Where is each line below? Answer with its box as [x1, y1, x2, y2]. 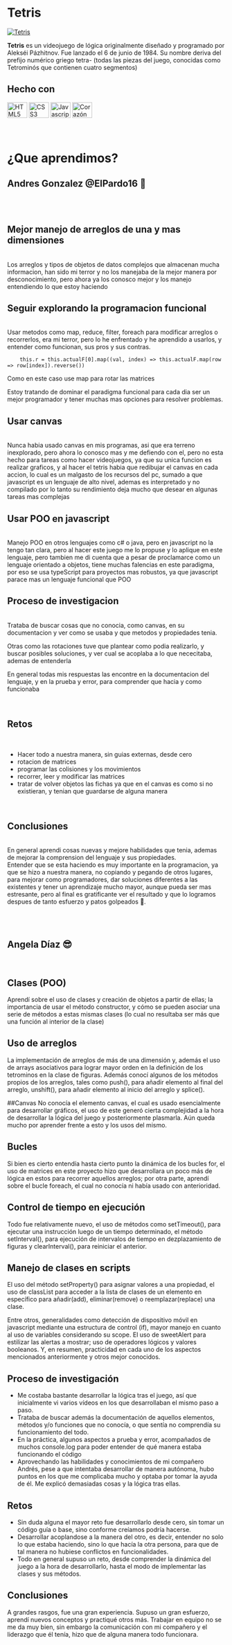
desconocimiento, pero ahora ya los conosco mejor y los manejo [7, 275, 192, 283]
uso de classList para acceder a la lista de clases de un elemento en [7, 1287, 202, 1296]
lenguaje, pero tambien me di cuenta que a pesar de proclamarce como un [7, 553, 220, 561]
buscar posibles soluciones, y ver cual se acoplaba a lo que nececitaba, [7, 649, 213, 658]
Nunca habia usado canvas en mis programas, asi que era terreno [7, 441, 195, 450]
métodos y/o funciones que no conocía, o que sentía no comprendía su [17, 1420, 221, 1429]
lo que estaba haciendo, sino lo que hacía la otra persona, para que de [17, 1540, 219, 1548]
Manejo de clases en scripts [7, 1262, 131, 1274]
